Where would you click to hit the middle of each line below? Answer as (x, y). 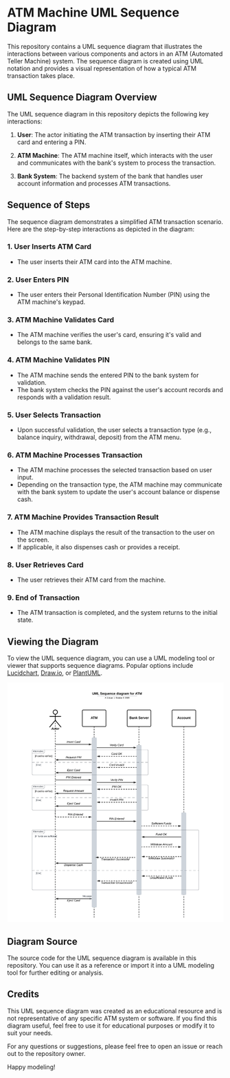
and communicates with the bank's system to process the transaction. (116, 163)
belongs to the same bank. (55, 342)
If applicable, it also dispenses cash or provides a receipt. (99, 547)
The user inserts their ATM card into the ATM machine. (94, 262)
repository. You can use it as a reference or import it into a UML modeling (111, 965)
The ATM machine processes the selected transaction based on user (115, 470)
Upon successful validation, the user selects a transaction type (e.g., (114, 430)
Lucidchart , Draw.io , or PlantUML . (55, 673)
